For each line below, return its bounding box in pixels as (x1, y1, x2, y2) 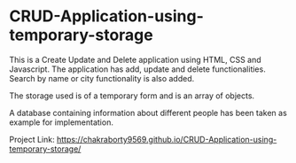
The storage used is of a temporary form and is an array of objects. (9, 90, 255, 101)
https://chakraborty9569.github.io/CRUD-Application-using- (56, 134, 277, 144)
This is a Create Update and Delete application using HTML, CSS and (9, 54, 261, 65)
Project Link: (9, 134, 55, 144)
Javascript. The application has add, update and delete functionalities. (9, 64, 266, 74)
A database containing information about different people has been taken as (9, 107, 288, 118)
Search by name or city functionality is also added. (9, 73, 195, 83)
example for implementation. (9, 117, 113, 128)
